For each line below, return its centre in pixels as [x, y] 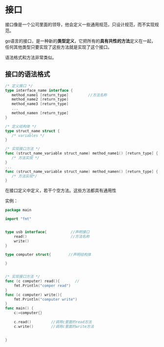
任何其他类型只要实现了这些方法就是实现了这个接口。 [59, 47]
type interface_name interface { [39, 90]
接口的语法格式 [28, 74]
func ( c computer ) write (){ [34, 295]
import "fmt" [18, 219]
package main [18, 210]
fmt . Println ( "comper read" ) [42, 286]
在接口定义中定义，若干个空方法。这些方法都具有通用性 [61, 190]
